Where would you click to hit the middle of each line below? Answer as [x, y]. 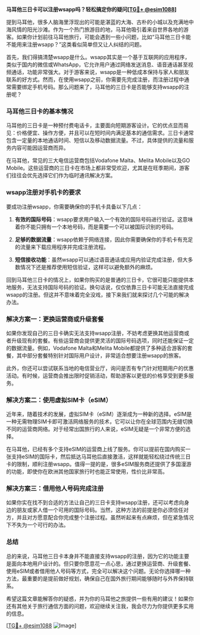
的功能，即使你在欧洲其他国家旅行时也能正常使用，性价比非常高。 [87, 471]
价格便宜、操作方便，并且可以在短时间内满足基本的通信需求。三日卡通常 [105, 133]
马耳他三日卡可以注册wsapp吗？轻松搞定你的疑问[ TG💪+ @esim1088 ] [91, 9]
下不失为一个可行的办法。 [37, 525]
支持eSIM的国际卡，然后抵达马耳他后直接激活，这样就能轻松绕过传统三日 [101, 457]
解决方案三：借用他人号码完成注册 [55, 489]
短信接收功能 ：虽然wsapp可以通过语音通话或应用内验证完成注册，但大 [101, 260]
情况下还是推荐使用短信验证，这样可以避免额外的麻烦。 [88, 267]
